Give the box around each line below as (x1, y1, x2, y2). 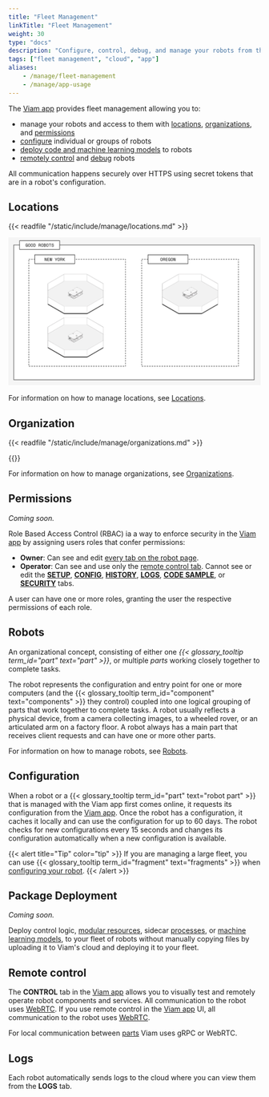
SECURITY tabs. (19, 578, 74, 588)
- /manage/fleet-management (22, 72, 116, 80)
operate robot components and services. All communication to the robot (8, 996, 247, 1006)
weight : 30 (8, 30, 45, 38)
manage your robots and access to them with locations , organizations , (19, 119, 252, 128)
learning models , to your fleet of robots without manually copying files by (8, 934, 250, 944)
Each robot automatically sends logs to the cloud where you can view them (8, 1072, 256, 1082)
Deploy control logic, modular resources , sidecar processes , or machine (8, 926, 247, 935)
